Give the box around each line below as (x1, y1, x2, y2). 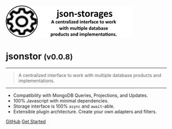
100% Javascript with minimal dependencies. (13, 97, 109, 104)
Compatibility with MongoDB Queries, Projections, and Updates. (13, 92, 149, 98)
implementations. (18, 78, 55, 84)
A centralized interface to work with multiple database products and (18, 72, 161, 78)
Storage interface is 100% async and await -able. (13, 103, 115, 109)
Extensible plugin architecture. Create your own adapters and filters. (13, 108, 157, 115)
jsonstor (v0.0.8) (6, 50, 73, 62)
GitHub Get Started (6, 118, 46, 124)
